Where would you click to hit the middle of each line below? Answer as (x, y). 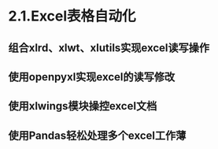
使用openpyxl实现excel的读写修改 (92, 77)
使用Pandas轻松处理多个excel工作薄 (97, 135)
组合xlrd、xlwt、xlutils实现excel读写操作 (109, 48)
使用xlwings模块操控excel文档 (83, 106)
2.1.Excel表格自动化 (72, 16)
